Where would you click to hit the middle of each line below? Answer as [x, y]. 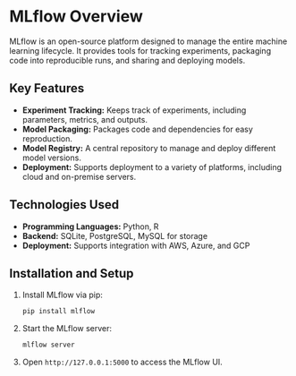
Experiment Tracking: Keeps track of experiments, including [134, 110]
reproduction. [47, 138]
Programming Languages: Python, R [90, 226]
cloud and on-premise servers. [79, 176]
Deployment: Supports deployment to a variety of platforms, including [152, 167]
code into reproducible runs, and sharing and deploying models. [127, 60]
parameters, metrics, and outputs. [85, 119]
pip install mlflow [59, 312]
